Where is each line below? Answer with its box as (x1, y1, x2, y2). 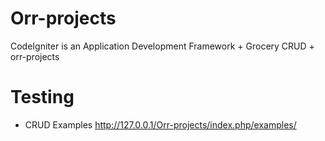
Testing (10, 86, 75, 109)
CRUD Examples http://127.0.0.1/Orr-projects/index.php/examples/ (24, 118, 297, 131)
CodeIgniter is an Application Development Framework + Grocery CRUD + (10, 40, 315, 52)
